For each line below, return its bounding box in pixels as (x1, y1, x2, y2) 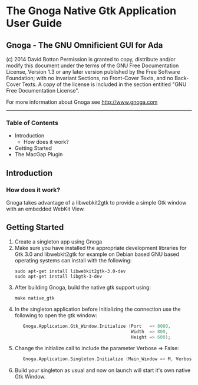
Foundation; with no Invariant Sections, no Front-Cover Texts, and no (6, 75, 174, 81)
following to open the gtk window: (14, 311, 97, 319)
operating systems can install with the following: (14, 256, 132, 264)
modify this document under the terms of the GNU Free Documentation (6, 62, 179, 69)
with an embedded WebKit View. (6, 205, 85, 212)
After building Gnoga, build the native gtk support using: (14, 284, 151, 291)
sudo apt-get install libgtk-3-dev (14, 273, 103, 279)
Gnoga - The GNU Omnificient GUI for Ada (6, 40, 163, 50)
